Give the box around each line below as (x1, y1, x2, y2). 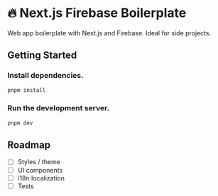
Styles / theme (17, 158, 60, 166)
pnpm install (7, 86, 46, 93)
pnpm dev (7, 119, 33, 127)
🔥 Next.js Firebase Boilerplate (7, 5, 187, 21)
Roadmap (7, 139, 51, 151)
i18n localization (17, 173, 65, 182)
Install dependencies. (7, 71, 84, 81)
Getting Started (7, 50, 77, 62)
